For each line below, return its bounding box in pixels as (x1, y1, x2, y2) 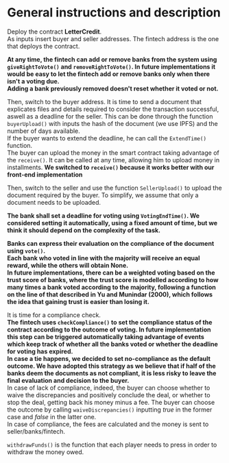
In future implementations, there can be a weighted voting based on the (7, 268, 215, 277)
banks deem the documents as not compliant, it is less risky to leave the (7, 368, 217, 377)
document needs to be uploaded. (7, 198, 101, 206)
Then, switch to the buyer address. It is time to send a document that (7, 97, 202, 105)
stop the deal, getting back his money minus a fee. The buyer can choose (7, 398, 215, 406)
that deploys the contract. (7, 42, 80, 50)
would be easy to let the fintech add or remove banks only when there (7, 70, 210, 78)
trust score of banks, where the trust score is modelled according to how (7, 275, 219, 284)
